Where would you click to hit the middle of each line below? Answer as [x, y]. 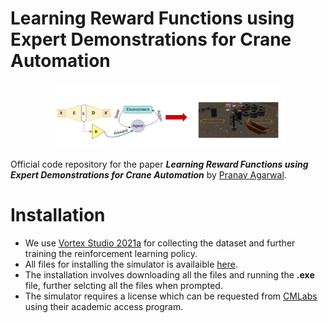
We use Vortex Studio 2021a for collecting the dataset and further [160, 243]
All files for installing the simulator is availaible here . [131, 264]
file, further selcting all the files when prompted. [123, 285]
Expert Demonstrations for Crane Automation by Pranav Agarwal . [148, 175]
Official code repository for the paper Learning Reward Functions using [159, 164]
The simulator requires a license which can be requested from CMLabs [171, 296]
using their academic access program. [104, 306]
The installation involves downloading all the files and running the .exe [169, 274]
